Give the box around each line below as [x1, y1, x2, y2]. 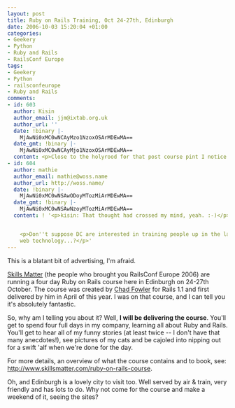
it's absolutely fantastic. [7, 300, 76, 308]
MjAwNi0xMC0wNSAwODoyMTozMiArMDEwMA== [20, 192, 133, 199]
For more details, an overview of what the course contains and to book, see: [7, 356, 227, 365]
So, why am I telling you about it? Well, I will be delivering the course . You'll [7, 313, 226, 322]
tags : [7, 62, 23, 69]
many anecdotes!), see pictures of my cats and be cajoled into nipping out [7, 335, 222, 344]
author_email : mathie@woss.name [13, 173, 108, 180]
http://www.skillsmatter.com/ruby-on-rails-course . [7, 364, 152, 372]
